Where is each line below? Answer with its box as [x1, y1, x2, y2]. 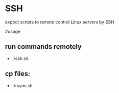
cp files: [5, 70, 30, 78]
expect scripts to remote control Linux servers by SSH [5, 19, 114, 25]
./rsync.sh [12, 82, 33, 88]
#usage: [5, 28, 22, 34]
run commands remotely [5, 42, 82, 51]
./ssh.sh [12, 56, 28, 61]
